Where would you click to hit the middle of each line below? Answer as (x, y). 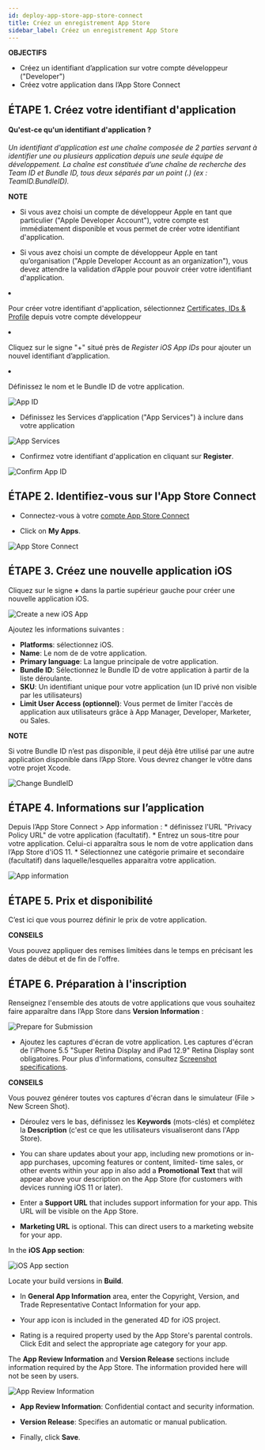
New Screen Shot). (39, 1106)
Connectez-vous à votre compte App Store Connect (104, 515)
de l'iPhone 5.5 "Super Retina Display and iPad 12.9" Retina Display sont (137, 1050)
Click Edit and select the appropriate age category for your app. (123, 1344)
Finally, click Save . (50, 1437)
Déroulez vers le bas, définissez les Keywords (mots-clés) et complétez (137, 1122)
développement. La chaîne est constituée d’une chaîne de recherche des (127, 164)
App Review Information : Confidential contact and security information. (137, 1406)
